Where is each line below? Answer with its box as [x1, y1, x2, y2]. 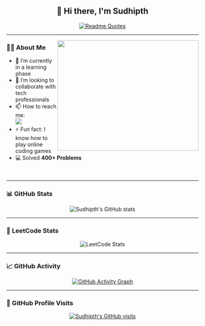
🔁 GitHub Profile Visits [6, 299, 74, 307]
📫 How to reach [15, 103, 57, 110]
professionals [15, 96, 50, 104]
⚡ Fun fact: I [15, 126, 46, 133]
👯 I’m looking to [15, 77, 55, 84]
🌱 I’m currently [15, 57, 52, 65]
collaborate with [15, 83, 56, 90]
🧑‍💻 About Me [6, 43, 46, 52]
